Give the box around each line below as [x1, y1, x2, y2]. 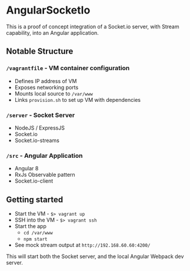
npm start [23, 236, 48, 242]
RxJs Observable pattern [14, 171, 75, 179]
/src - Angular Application [6, 151, 83, 160]
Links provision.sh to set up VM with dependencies [14, 96, 141, 103]
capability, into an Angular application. [6, 29, 99, 36]
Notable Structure [6, 47, 74, 57]
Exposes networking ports [14, 84, 79, 91]
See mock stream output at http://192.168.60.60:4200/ [14, 242, 151, 249]
